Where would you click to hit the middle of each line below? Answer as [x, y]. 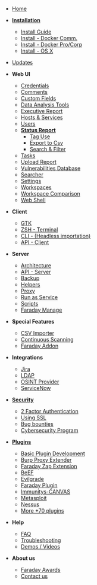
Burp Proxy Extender [46, 460]
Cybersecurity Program [49, 430]
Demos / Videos [40, 546]
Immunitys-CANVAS [45, 492]
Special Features [33, 322]
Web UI [21, 74]
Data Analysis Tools [45, 105]
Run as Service [39, 297]
